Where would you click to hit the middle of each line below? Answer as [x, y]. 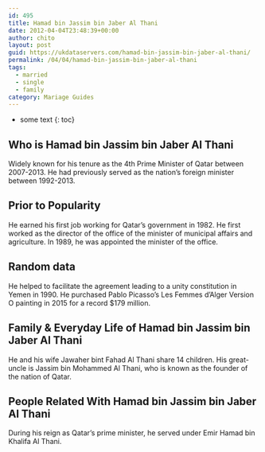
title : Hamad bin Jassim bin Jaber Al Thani [83, 23]
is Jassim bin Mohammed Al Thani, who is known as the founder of [138, 368]
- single [30, 82]
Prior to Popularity [55, 206]
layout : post [30, 45]
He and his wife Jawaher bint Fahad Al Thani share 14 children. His [118, 360]
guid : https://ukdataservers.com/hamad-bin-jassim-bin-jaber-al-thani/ [129, 53]
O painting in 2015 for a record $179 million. [80, 302]
